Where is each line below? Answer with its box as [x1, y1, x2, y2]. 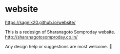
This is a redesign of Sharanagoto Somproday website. [5, 29, 116, 35]
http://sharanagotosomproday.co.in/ [5, 34, 78, 40]
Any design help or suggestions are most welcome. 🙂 [5, 43, 112, 49]
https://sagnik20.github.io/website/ [5, 19, 76, 25]
